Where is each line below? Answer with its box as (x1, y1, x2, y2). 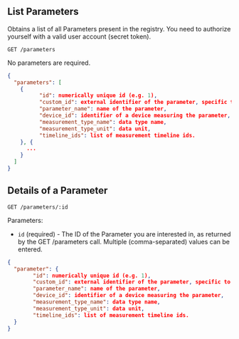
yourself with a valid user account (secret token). (7, 32, 152, 41)
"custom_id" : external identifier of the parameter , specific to (33, 278, 231, 286)
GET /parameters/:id (7, 203, 69, 211)
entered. (17, 245, 43, 254)
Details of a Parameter (7, 184, 108, 197)
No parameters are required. (7, 58, 91, 67)
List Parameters (7, 6, 79, 18)
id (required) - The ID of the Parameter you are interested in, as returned (17, 229, 231, 238)
